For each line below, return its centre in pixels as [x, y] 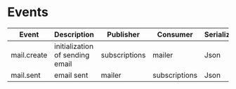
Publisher [124, 34]
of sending [72, 55]
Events [28, 12]
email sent [71, 75]
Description [74, 34]
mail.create [29, 55]
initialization [73, 46]
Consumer [175, 34]
